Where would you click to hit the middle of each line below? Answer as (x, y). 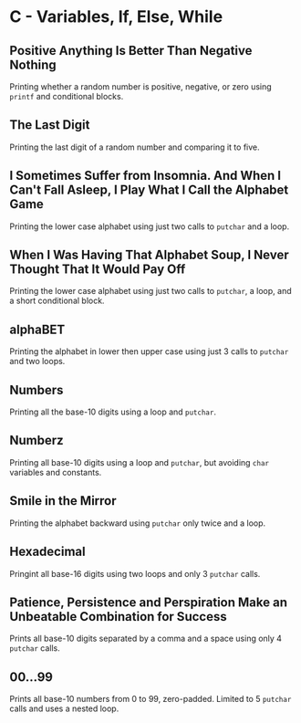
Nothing (33, 64)
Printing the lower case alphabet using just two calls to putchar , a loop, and (150, 291)
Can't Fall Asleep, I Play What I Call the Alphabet (149, 190)
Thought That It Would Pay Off (98, 270)
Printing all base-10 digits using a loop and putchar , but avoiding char (139, 462)
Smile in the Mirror (63, 501)
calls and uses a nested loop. (64, 708)
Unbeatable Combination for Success (118, 617)
